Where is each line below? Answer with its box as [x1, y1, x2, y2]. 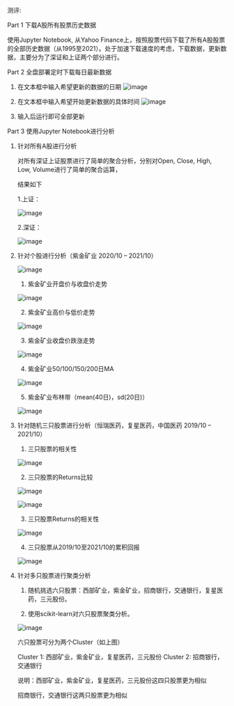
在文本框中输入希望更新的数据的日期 [17, 83, 122, 91]
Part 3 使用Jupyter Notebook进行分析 [7, 127, 115, 135]
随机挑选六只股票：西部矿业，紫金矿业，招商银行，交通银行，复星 [27, 586, 217, 594]
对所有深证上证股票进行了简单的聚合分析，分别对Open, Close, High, [17, 157, 212, 165]
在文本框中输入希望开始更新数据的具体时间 [17, 97, 140, 106]
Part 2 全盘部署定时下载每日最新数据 [7, 68, 112, 76]
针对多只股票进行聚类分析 [17, 572, 91, 579]
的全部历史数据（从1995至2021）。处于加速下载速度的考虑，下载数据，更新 [7, 45, 221, 52]
